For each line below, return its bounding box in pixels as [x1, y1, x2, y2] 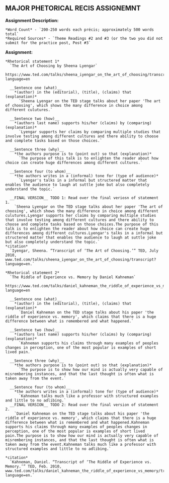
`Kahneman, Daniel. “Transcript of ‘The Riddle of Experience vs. [10, 459, 152, 464]
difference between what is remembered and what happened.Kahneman [5, 420, 150, 425]
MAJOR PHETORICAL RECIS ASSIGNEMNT [5, 4, 141, 13]
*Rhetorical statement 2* [5, 270, 59, 275]
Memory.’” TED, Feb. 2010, [5, 464, 62, 469]
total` [5, 31, 19, 37]
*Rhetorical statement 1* [5, 59, 59, 64]
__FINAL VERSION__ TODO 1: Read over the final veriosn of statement [10, 195, 158, 200]
